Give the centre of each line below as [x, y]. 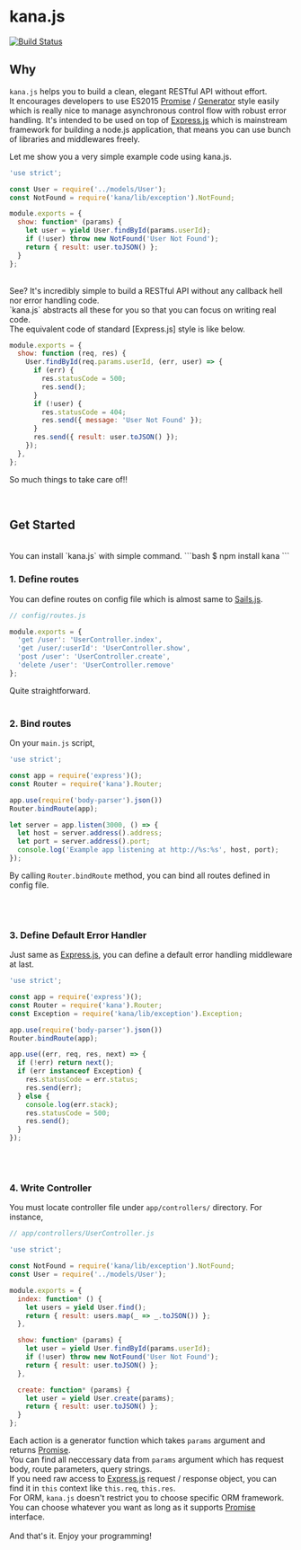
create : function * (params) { [74, 1390]
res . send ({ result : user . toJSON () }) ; [106, 438]
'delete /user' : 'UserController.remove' [96, 665]
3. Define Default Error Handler [78, 934]
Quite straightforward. [50, 690]
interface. [27, 1517]
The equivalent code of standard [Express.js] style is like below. [127, 329]
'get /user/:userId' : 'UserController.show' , [104, 649]
